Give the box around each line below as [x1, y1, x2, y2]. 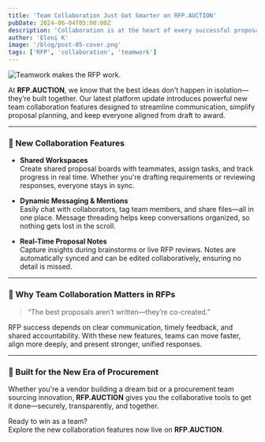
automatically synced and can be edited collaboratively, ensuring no [19, 254, 242, 263]
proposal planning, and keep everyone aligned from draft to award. [8, 111, 226, 119]
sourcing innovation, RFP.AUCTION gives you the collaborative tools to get [8, 392, 252, 402]
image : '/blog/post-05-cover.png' [8, 41, 122, 49]
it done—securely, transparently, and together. [8, 401, 159, 410]
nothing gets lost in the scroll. [19, 221, 116, 231]
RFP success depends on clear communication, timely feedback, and [8, 322, 233, 332]
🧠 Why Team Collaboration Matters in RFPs [8, 289, 176, 300]
